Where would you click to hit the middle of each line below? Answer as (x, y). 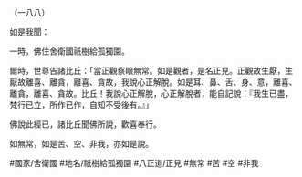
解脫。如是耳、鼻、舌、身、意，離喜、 (225, 82)
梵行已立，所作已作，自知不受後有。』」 (81, 105)
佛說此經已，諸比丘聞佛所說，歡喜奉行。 (85, 124)
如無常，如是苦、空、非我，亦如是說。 (81, 144)
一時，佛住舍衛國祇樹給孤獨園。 (69, 51)
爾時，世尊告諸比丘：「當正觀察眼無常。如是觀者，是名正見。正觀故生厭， (147, 71)
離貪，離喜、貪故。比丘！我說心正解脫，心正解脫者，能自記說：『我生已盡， (151, 94)
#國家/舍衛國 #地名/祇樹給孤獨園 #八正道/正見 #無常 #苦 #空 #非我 (134, 163)
